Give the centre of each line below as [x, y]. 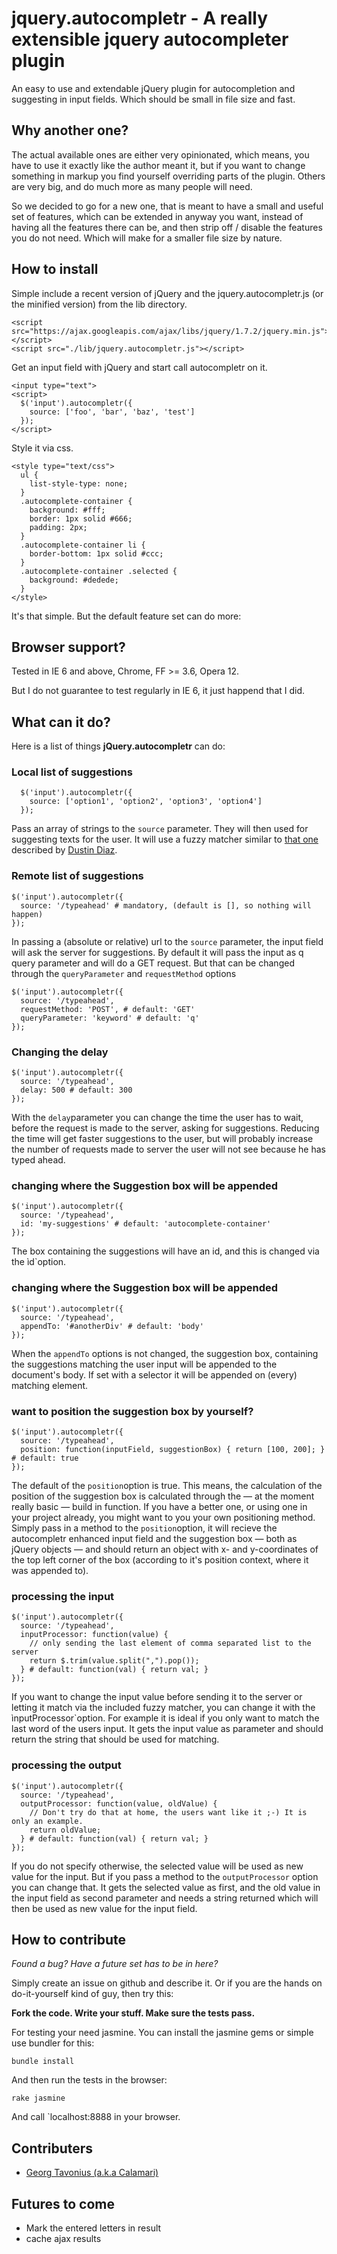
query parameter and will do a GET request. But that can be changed [153, 963]
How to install [55, 269]
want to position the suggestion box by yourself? [132, 1411]
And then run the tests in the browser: [89, 2080]
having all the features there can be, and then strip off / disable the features [167, 227]
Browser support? [68, 647]
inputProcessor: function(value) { [94, 1635]
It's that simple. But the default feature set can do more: [126, 616]
